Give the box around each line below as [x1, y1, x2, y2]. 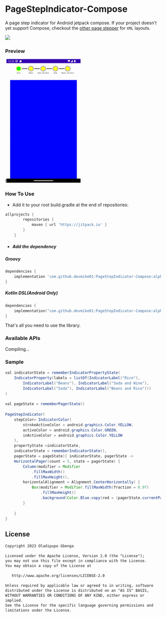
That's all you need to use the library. [5, 322, 81, 328]
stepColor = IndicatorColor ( [14, 417, 72, 422]
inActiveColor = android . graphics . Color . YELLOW [23, 433, 123, 438]
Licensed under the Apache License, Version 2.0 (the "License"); [5, 554, 145, 559]
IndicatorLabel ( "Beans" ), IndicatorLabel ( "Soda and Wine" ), [23, 381, 149, 386]
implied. [5, 598, 23, 603]
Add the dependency [12, 243, 57, 249]
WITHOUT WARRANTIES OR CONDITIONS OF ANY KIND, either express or [5, 593, 145, 598]
